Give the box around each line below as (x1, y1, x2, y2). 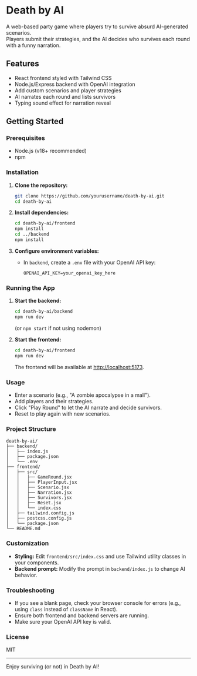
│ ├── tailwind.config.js (6, 510, 75, 516)
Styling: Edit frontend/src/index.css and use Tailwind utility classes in (14, 553, 186, 560)
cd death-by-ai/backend (14, 309, 73, 314)
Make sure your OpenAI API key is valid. (14, 618, 111, 625)
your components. (14, 559, 59, 566)
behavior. (14, 571, 38, 578)
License (6, 633, 29, 641)
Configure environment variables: (14, 247, 99, 255)
